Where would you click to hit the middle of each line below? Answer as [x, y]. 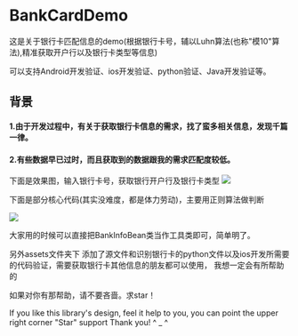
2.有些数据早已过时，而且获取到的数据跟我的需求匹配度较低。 [122, 159]
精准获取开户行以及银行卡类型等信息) [90, 52]
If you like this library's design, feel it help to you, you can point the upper [144, 313]
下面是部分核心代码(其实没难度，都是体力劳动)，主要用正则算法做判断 [137, 200]
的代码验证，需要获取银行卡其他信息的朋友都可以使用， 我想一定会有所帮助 [147, 265]
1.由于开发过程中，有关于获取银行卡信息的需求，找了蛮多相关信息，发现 [141, 126]
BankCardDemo [69, 16]
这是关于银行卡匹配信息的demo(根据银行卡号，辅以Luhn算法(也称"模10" [141, 41]
